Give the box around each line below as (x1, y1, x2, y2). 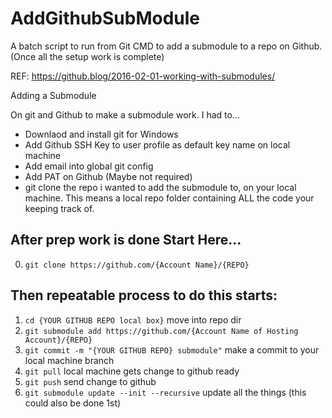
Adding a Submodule (10, 89, 97, 101)
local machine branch (24, 354, 115, 366)
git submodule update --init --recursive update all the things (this (24, 386, 307, 398)
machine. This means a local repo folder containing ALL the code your (24, 192, 315, 204)
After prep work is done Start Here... (10, 232, 242, 249)
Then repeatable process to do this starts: (10, 287, 278, 304)
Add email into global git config (24, 160, 154, 172)
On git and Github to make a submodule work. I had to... (10, 108, 240, 121)
